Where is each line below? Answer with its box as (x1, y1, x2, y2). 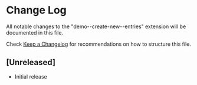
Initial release (14, 73, 47, 80)
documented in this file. (6, 29, 64, 36)
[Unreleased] (6, 57, 56, 67)
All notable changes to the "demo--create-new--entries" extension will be (6, 23, 186, 30)
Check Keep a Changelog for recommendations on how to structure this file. (6, 40, 192, 47)
